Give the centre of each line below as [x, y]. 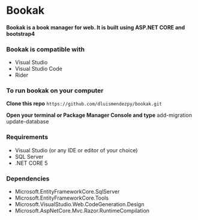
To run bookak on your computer [55, 91]
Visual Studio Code [39, 69]
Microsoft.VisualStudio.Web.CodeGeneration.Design [79, 204]
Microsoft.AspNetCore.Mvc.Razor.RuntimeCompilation [82, 210]
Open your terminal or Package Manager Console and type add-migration [99, 115]
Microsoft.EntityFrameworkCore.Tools [62, 198]
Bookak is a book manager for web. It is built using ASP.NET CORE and [96, 27]
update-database [28, 122]
